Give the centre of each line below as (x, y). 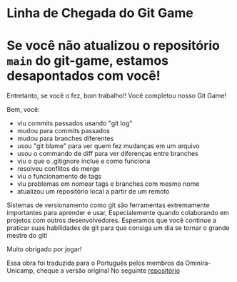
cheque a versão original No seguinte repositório (108, 271)
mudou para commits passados (63, 131)
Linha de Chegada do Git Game (100, 13)
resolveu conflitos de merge (58, 169)
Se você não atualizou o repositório (114, 46)
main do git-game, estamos (88, 61)
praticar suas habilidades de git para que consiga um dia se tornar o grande (118, 228)
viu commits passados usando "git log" (75, 123)
